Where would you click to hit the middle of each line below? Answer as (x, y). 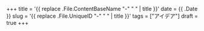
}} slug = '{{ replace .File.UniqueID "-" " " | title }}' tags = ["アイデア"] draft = (102, 16)
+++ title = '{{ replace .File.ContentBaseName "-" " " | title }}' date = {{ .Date (102, 9)
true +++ (18, 23)
